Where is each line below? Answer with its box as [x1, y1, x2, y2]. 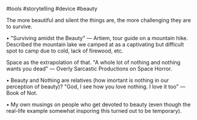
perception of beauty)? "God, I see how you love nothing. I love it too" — [6, 83, 186, 90]
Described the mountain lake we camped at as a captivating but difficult [6, 41, 184, 48]
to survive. [6, 23, 32, 30]
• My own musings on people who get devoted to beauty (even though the [6, 101, 191, 108]
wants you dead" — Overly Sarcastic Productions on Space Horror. [6, 65, 172, 72]
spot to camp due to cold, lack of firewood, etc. [6, 47, 124, 54]
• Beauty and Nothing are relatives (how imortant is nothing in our [6, 77, 169, 84]
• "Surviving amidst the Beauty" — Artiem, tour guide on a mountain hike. [6, 35, 188, 41]
